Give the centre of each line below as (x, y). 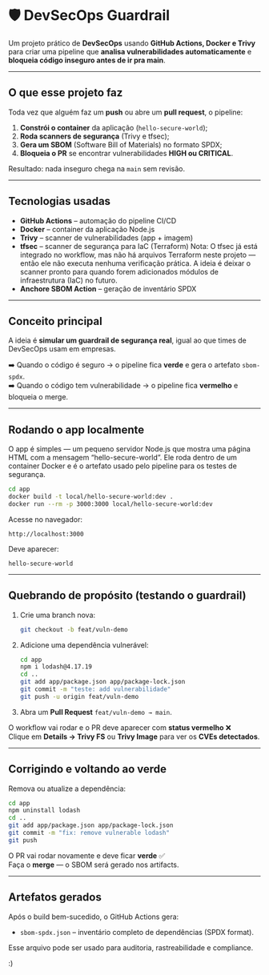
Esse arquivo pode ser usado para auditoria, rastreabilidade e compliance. (131, 947)
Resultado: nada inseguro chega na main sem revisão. (97, 168)
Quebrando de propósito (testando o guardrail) (127, 596)
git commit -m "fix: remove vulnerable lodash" (89, 833)
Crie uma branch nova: (58, 615)
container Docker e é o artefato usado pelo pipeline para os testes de (123, 466)
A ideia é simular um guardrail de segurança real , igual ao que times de (127, 340)
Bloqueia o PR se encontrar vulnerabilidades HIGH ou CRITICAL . (126, 153)
